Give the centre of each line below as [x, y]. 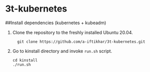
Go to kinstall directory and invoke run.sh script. [62, 51]
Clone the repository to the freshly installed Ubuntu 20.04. [72, 32]
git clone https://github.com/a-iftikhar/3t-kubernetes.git [81, 42]
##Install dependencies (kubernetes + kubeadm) [56, 23]
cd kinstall [25, 60]
